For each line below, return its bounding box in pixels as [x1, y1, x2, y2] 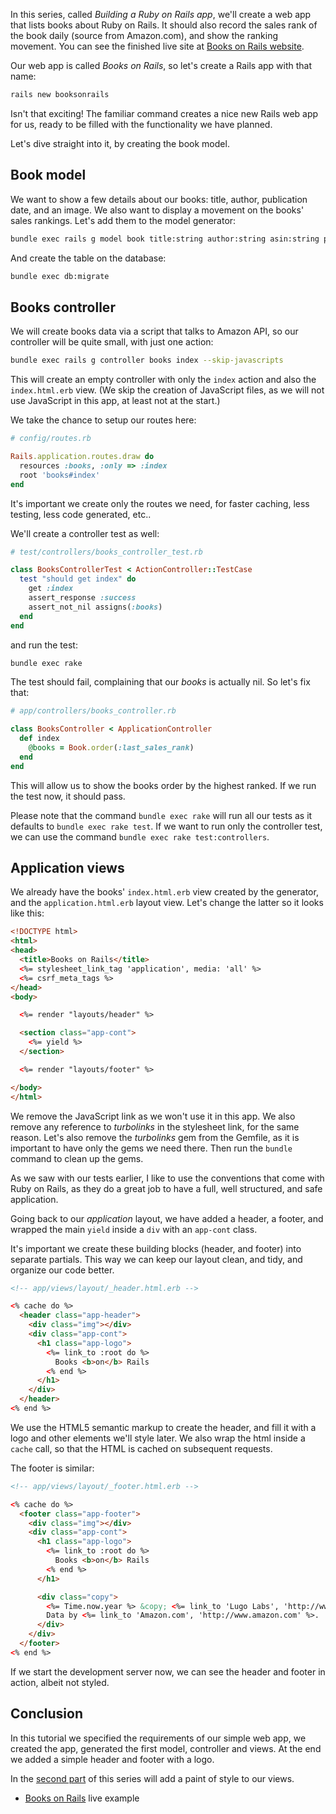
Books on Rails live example [24, 1792, 140, 1804]
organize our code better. [10, 1264, 115, 1276]
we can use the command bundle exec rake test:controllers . [10, 830, 270, 843]
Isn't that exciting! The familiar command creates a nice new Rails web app [10, 107, 319, 119]
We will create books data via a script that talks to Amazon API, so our [10, 325, 299, 338]
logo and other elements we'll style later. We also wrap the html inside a [10, 1432, 306, 1444]
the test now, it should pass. [10, 790, 126, 802]
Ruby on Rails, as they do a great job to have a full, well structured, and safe [10, 1182, 323, 1194]
